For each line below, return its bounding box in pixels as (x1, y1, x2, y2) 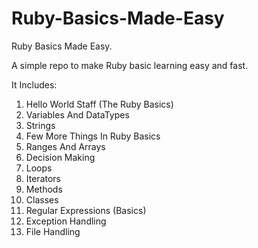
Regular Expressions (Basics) (25, 204, 147, 216)
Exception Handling (25, 215, 107, 227)
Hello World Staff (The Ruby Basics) (25, 98, 174, 110)
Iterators (25, 172, 61, 184)
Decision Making (25, 151, 96, 163)
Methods (25, 183, 63, 195)
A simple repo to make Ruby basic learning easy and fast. (11, 59, 249, 71)
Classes (25, 193, 59, 206)
